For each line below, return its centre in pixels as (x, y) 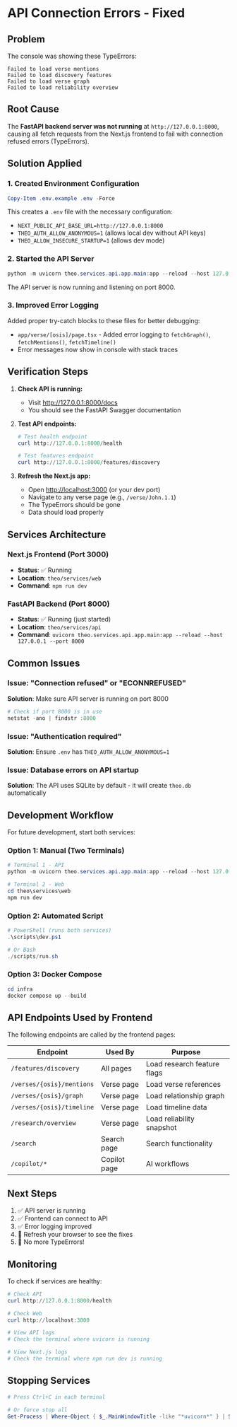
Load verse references (183, 1085)
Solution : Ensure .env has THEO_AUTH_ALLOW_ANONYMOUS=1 (89, 752)
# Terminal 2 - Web (36, 885)
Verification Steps (48, 372)
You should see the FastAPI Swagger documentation (104, 410)
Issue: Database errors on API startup (73, 770)
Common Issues (44, 663)
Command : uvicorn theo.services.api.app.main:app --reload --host (120, 635)
